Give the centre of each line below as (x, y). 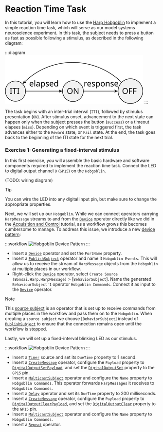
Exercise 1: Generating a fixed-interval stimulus (62, 150)
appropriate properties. (28, 204)
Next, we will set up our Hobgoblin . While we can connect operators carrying (82, 214)
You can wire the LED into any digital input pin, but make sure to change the (81, 199)
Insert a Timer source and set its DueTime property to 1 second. (74, 357)
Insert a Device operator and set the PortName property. (67, 253)
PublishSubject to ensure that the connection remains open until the (73, 324)
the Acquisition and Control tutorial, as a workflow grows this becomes (76, 224)
